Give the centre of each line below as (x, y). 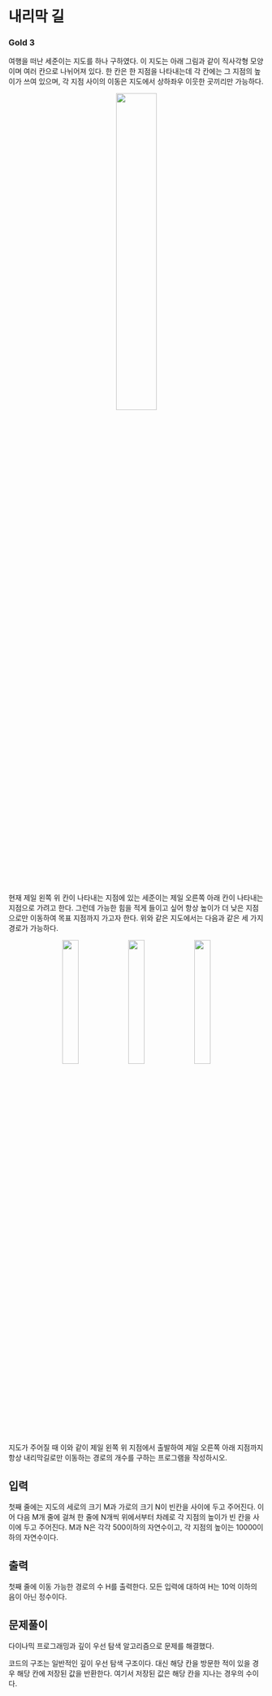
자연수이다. (41, 1538)
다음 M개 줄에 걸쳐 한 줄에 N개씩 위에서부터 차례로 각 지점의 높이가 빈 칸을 (134, 1517)
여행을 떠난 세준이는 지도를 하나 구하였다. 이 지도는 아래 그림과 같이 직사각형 (129, 61)
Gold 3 (22, 43)
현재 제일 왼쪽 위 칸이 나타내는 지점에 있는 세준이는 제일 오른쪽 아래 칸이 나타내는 (136, 898)
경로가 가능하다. (34, 928)
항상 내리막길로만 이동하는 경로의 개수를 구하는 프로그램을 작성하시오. (118, 1458)
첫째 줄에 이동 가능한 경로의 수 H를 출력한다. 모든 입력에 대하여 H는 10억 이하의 (133, 1587)
